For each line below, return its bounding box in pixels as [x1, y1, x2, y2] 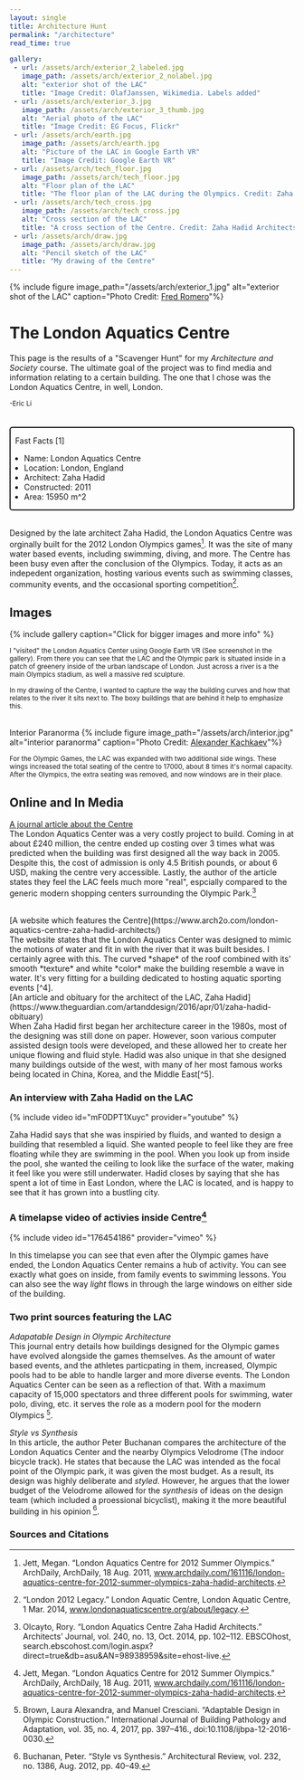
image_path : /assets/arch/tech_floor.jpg [21, 173, 180, 182]
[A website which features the [9, 915, 121, 926]
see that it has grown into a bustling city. [9, 1186, 160, 1197]
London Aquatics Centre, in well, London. [9, 382, 164, 393]
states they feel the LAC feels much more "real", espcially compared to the [9, 877, 288, 887]
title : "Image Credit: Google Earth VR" [21, 156, 176, 165]
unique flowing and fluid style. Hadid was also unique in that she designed [9, 1049, 287, 1060]
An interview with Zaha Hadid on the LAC [9, 1091, 194, 1104]
